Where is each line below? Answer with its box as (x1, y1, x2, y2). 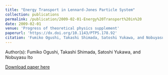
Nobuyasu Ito (5, 54, 33, 60)
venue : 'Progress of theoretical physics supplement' (5, 26, 120, 31)
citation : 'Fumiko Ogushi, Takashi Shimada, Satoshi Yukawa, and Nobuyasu (5, 35, 164, 40)
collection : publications (5, 12, 59, 17)
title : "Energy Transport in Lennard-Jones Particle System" (5, 7, 135, 12)
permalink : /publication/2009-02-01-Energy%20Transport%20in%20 (5, 16, 142, 21)
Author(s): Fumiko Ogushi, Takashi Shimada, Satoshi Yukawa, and (5, 48, 141, 55)
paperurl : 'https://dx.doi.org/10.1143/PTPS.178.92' (5, 30, 117, 35)
